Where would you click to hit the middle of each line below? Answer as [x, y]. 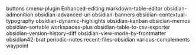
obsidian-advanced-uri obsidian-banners [85, 15]
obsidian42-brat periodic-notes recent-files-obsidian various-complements [98, 39]
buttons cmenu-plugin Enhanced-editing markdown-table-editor [84, 8]
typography [20, 21]
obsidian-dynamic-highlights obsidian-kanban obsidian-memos [113, 21]
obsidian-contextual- [162, 15]
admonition [20, 15]
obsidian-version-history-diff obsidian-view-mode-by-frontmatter [86, 33]
